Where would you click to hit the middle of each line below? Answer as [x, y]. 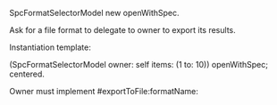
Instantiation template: [50, 47]
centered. [27, 74]
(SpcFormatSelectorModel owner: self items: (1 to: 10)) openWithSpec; [138, 65]
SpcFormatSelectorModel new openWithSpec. [95, 13]
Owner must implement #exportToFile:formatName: [104, 91]
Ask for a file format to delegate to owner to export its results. [123, 30]
